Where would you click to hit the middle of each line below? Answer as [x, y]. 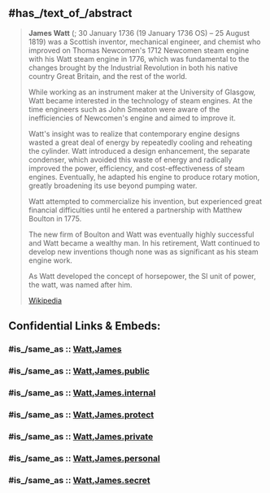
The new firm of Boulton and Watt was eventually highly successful [141, 234]
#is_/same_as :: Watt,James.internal [82, 392]
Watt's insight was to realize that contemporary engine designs [134, 133]
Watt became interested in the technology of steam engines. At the [141, 100]
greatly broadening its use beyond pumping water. [113, 185]
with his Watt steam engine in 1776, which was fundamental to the [139, 59]
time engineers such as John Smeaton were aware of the [124, 109]
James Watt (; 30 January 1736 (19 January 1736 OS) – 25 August [139, 33]
